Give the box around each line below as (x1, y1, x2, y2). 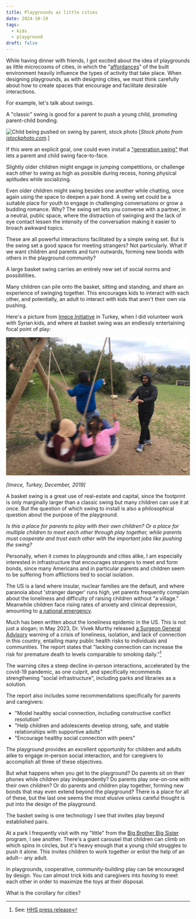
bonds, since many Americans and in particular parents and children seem (6, 565, 185, 572)
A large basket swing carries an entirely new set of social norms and (6, 266, 171, 272)
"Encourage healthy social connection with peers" (14, 734, 135, 741)
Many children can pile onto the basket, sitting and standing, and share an (6, 284, 184, 290)
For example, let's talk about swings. (6, 99, 94, 106)
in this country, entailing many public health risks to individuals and (6, 637, 167, 644)
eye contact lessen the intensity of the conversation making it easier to (6, 218, 176, 225)
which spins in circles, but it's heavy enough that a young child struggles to (6, 842, 187, 849)
